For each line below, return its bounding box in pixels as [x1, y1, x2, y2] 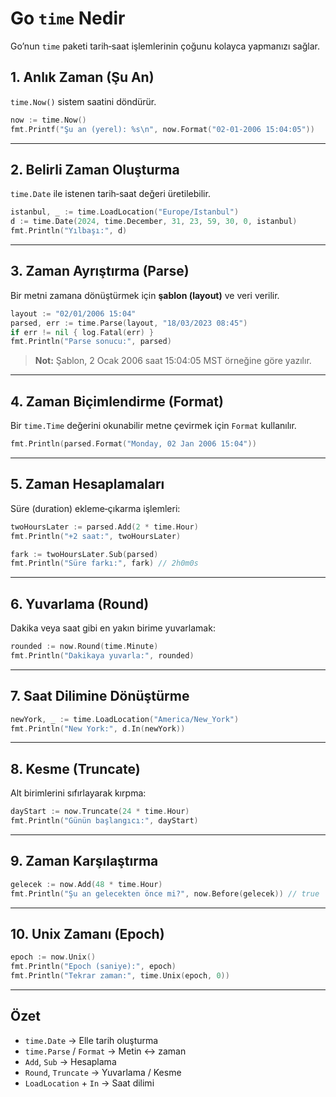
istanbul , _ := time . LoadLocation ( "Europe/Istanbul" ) [10, 207, 240, 217]
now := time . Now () [10, 115, 87, 125]
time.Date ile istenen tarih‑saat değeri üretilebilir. [10, 188, 211, 200]
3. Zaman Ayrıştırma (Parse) [10, 263, 190, 280]
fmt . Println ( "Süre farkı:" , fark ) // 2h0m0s [10, 558, 199, 569]
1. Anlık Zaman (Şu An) [10, 69, 155, 86]
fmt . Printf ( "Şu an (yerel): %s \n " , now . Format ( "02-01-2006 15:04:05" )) [10, 124, 315, 134]
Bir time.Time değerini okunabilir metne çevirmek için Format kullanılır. [10, 420, 297, 432]
